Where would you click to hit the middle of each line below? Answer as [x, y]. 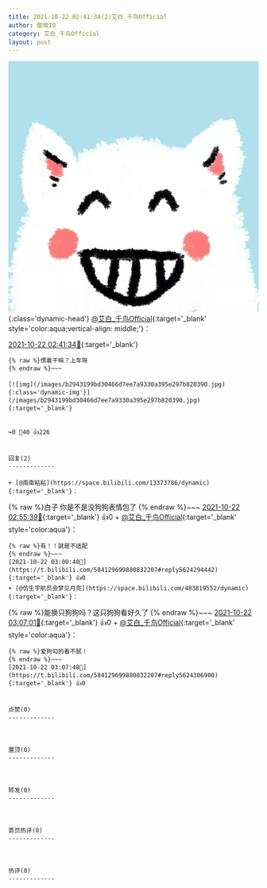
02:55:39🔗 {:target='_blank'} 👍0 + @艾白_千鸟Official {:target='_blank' [122, 517]
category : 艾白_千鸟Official [54, 33]
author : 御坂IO [32, 25]
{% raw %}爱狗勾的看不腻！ [48, 652]
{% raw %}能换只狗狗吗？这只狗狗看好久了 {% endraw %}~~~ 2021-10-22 [130, 613]
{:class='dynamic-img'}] [49, 393]
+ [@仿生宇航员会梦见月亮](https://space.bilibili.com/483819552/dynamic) [129, 589]
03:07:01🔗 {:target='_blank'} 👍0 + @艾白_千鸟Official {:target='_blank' [122, 623]
